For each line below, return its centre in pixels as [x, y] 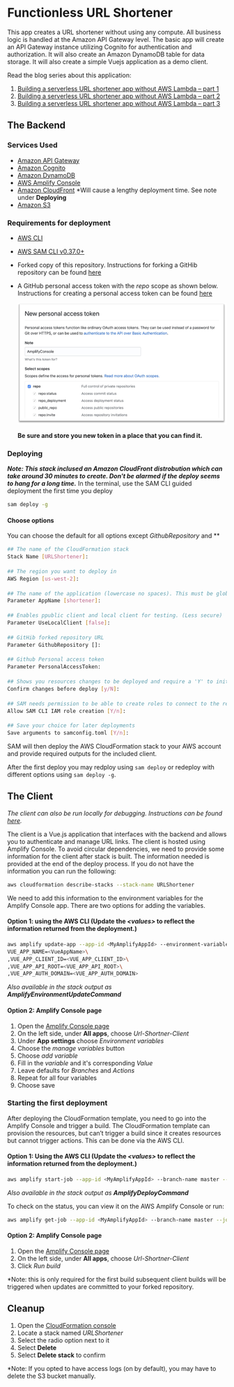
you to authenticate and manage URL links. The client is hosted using [106, 841]
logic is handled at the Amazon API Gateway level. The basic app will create [116, 39]
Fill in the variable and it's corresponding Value [85, 1063]
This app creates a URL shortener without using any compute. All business [114, 32]
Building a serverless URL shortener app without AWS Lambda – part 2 [119, 96]
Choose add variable [47, 1056]
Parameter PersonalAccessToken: [54, 667]
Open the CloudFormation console [67, 1325]
